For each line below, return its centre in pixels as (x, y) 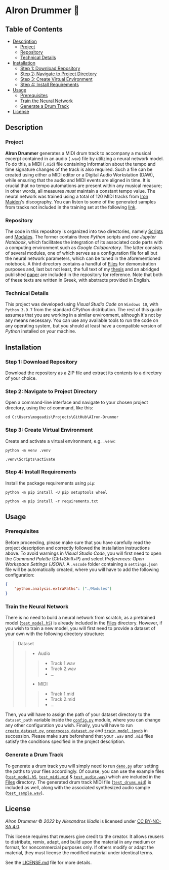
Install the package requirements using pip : (50, 483)
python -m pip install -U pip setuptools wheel (56, 492)
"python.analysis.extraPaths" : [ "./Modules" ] (63, 589)
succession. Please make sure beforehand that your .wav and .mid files (79, 736)
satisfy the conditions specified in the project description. (65, 741)
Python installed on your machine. (41, 331)
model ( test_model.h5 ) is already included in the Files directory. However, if (84, 623)
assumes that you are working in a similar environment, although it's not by (83, 315)
